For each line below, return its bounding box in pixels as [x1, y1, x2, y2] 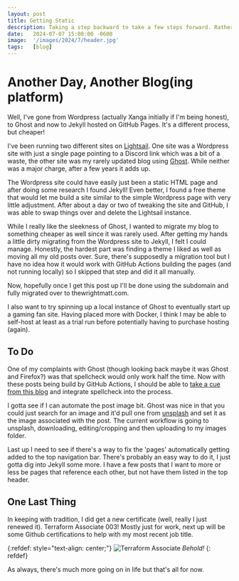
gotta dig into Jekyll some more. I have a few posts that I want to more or [7, 460, 222, 469]
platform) [7, 90, 64, 105]
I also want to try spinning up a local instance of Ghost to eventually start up [7, 302, 230, 311]
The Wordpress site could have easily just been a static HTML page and [7, 178, 218, 186]
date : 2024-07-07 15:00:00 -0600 [7, 30, 113, 38]
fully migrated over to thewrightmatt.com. [7, 289, 129, 297]
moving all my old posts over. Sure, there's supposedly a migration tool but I [7, 252, 230, 260]
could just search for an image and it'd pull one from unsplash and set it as [7, 408, 226, 417]
